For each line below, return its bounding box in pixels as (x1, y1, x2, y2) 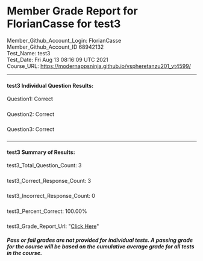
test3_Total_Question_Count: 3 (7, 162, 82, 169)
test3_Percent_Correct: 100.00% (7, 207, 87, 215)
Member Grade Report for (7, 4, 138, 18)
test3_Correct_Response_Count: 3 (7, 177, 92, 184)
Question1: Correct (7, 95, 54, 103)
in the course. (7, 249, 43, 256)
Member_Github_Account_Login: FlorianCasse (7, 37, 122, 44)
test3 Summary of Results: (7, 149, 75, 156)
